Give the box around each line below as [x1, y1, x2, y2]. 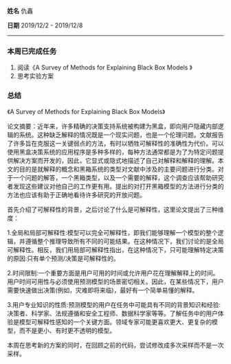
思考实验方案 [16, 72, 54, 80]
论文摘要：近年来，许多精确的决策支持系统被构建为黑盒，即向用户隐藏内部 [7, 122, 218, 130]
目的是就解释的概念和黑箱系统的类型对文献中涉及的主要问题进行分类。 [19, 165, 218, 173]
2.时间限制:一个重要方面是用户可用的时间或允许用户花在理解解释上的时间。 [7, 269, 219, 277]
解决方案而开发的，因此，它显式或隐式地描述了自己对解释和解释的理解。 [12, 156, 218, 164]
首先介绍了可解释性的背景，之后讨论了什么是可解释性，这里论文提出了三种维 [7, 205, 224, 214]
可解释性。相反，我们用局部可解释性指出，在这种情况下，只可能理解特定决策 [7, 245, 224, 253]
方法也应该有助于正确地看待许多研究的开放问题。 [7, 190, 146, 198]
